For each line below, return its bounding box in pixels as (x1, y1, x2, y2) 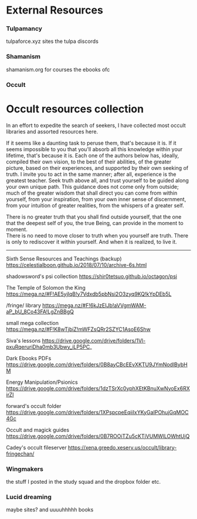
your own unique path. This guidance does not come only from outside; (6, 183, 179, 190)
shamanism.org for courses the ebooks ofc (6, 66, 110, 73)
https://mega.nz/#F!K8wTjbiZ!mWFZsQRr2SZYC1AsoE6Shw (6, 326, 151, 333)
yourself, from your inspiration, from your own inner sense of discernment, (6, 195, 186, 203)
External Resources (6, 4, 104, 17)
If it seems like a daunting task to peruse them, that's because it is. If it (6, 139, 177, 146)
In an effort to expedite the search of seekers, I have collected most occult (6, 122, 186, 129)
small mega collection (6, 319, 59, 326)
